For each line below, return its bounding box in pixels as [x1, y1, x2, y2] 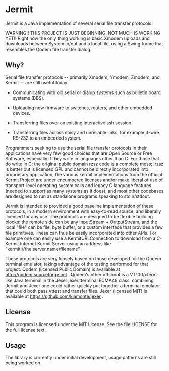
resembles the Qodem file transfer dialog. [5, 46, 92, 52]
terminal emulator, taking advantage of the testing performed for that [5, 261, 149, 267]
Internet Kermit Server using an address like [20, 240, 111, 246]
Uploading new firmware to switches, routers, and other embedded [12, 105, 153, 111]
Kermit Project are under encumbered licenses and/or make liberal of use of [5, 177, 163, 183]
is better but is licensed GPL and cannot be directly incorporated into [5, 166, 149, 172]
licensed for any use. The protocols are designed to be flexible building [5, 213, 153, 219]
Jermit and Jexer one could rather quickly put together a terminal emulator [5, 282, 160, 289]
